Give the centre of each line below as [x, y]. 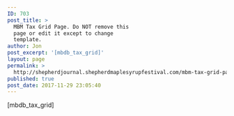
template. [28, 40]
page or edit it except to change [63, 33]
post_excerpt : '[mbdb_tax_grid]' [56, 53]
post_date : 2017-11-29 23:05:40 [54, 85]
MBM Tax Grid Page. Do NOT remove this [71, 27]
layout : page [26, 59]
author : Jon [24, 46]
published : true [31, 79]
